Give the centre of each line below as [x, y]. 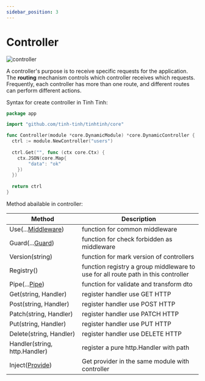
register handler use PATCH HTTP [130, 314]
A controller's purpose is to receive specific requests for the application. [97, 71]
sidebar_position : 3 [33, 12]
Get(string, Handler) [38, 294]
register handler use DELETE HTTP [131, 333]
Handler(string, [31, 344]
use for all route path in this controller [135, 274]
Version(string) [31, 256]
